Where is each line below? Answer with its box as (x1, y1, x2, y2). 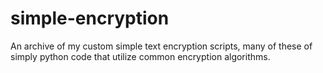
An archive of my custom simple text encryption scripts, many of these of (10, 40, 313, 52)
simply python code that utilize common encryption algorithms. (10, 50, 271, 62)
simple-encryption (10, 7, 170, 30)
